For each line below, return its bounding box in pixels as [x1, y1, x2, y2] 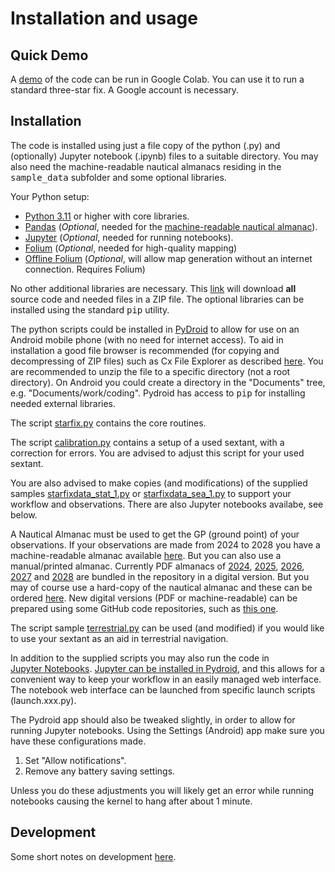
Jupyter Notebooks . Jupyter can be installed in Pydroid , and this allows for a [10, 662, 325, 674]
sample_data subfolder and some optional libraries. [10, 171, 227, 183]
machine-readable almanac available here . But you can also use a [10, 549, 282, 561]
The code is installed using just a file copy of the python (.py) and [10, 139, 281, 151]
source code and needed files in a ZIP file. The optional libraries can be [10, 293, 305, 305]
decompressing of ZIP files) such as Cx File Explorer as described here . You [10, 355, 324, 367]
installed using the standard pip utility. [10, 303, 170, 316]
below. [10, 508, 38, 521]
